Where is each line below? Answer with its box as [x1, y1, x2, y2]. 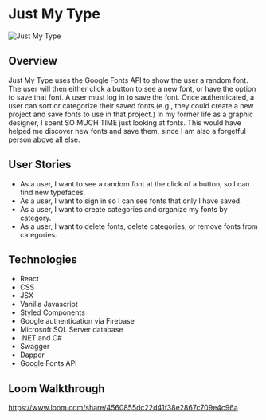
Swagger [19, 342, 50, 351]
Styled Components [19, 308, 86, 317]
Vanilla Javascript [19, 300, 78, 309]
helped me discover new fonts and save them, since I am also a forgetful [8, 126, 247, 135]
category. [19, 213, 52, 222]
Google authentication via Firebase [19, 316, 135, 326]
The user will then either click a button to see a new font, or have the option [8, 84, 256, 93]
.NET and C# [19, 333, 62, 343]
